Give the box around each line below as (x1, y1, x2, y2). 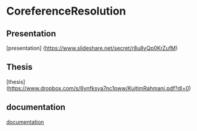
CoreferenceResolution (6, 4, 126, 18)
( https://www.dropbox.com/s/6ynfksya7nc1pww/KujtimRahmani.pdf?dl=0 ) (6, 84, 192, 92)
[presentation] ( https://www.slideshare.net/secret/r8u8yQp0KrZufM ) (6, 44, 178, 52)
